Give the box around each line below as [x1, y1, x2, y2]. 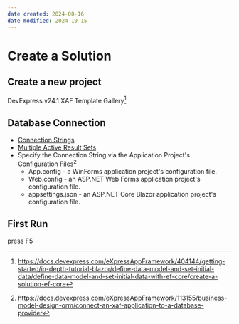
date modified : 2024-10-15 [7, 17, 87, 24]
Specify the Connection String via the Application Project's [17, 150, 191, 159]
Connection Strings [17, 135, 75, 144]
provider [17, 309, 43, 318]
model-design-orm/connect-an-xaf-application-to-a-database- [17, 301, 204, 310]
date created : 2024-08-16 [7, 10, 84, 18]
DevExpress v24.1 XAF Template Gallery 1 [7, 95, 127, 105]
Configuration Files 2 [17, 158, 77, 168]
